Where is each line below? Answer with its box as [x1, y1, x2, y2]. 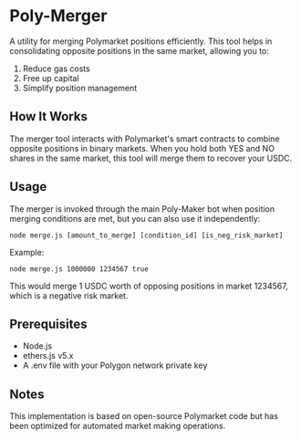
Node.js [22, 340, 53, 351]
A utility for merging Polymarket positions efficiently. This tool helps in [9, 36, 273, 47]
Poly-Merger [9, 5, 108, 26]
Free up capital [22, 72, 79, 83]
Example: [9, 246, 45, 257]
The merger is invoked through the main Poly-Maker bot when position [9, 203, 275, 215]
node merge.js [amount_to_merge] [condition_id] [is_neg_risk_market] [9, 230, 284, 240]
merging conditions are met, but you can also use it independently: [9, 213, 261, 224]
